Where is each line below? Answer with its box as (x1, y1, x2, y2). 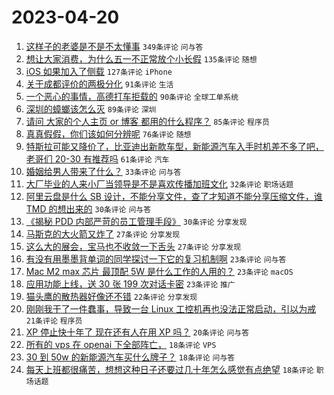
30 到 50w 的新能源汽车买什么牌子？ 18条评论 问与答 (25, 351, 236, 363)
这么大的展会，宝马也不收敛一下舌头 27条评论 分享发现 (25, 240, 242, 252)
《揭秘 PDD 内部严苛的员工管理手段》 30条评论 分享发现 (25, 215, 248, 227)
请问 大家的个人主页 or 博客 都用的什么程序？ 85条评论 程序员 (25, 115, 270, 127)
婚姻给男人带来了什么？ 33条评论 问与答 (25, 165, 182, 177)
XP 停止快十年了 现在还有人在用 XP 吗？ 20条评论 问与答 (25, 326, 250, 338)
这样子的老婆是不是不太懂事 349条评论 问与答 (25, 40, 204, 52)
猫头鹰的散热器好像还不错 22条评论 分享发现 (25, 290, 198, 302)
